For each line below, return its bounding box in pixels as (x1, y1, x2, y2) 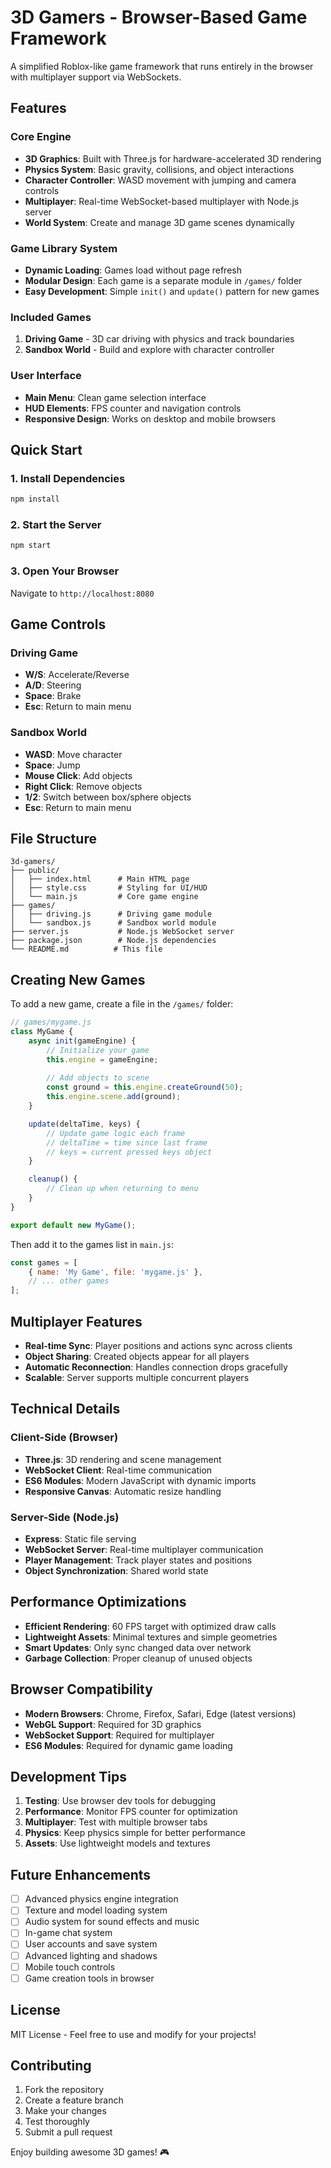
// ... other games (28, 1276, 110, 1286)
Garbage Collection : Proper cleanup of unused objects (24, 1652, 253, 1664)
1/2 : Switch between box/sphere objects (24, 791, 192, 803)
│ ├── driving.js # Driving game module (10, 909, 213, 920)
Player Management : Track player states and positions (24, 1554, 253, 1566)
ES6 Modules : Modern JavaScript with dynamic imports (24, 1474, 257, 1486)
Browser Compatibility (10, 1681, 153, 1698)
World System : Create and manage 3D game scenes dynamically (24, 216, 295, 228)
